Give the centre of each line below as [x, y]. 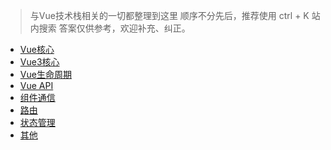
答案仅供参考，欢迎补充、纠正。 [124, 28]
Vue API [36, 85]
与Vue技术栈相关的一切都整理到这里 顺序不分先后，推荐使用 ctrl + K [169, 15]
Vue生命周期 [45, 74]
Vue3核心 [39, 62]
